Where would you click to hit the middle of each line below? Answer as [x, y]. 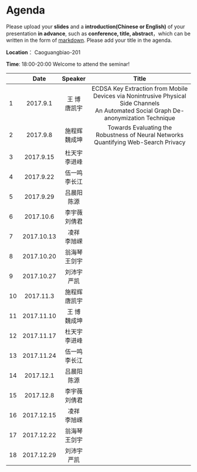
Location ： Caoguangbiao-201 [43, 52]
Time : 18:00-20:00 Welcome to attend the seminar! [68, 64]
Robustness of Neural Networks [140, 135]
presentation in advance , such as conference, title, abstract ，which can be [98, 34]
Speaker [74, 78]
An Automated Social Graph [133, 111]
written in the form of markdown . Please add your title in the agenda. [89, 40]
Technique [161, 118]
